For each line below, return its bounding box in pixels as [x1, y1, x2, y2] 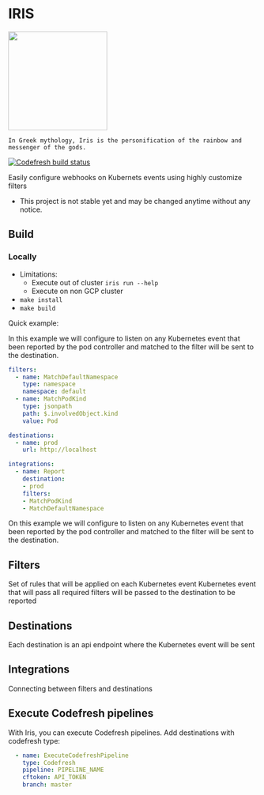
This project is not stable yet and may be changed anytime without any [19, 196, 251, 205]
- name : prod [15, 439, 58, 446]
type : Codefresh [22, 759, 77, 767]
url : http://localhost [22, 446, 97, 454]
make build [19, 304, 56, 312]
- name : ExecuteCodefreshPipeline [15, 752, 129, 759]
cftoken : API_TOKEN [22, 774, 87, 782]
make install [19, 296, 63, 304]
